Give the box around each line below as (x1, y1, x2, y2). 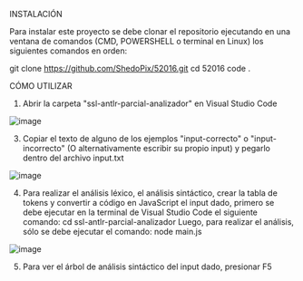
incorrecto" (22, 143, 65, 153)
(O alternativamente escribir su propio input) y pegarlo (66, 143, 270, 153)
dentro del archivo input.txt (22, 152, 124, 163)
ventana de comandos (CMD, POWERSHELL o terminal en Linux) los (9, 36, 264, 46)
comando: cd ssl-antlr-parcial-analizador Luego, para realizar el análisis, (22, 217, 295, 227)
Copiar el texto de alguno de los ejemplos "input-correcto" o (22, 133, 249, 144)
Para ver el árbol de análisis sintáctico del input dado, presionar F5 (22, 261, 272, 272)
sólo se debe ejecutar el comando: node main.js (22, 227, 202, 237)
